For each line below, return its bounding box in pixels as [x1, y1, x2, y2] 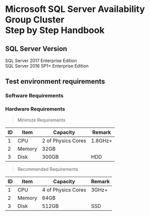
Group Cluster [5, 14, 65, 25]
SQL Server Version [5, 44, 68, 53]
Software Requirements [5, 92, 64, 99]
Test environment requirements [5, 77, 105, 86]
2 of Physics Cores [42, 137, 86, 144]
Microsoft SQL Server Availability [5, 3, 145, 15]
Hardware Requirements [5, 106, 66, 112]
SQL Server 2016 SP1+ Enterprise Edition [5, 63, 89, 69]
